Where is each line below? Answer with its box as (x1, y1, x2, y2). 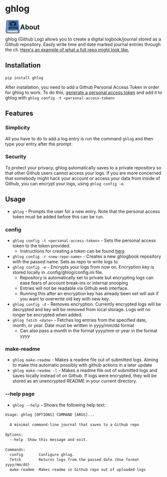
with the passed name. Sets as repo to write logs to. (12, 258, 120, 265)
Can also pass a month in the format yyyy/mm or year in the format (19, 328, 158, 334)
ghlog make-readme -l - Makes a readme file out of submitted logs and (12, 368, 158, 374)
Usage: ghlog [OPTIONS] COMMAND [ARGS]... (5, 412, 95, 417)
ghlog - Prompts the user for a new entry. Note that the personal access (12, 208, 161, 214)
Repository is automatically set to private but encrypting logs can (19, 274, 154, 280)
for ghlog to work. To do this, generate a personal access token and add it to (5, 89, 163, 95)
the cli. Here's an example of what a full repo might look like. (5, 47, 130, 52)
